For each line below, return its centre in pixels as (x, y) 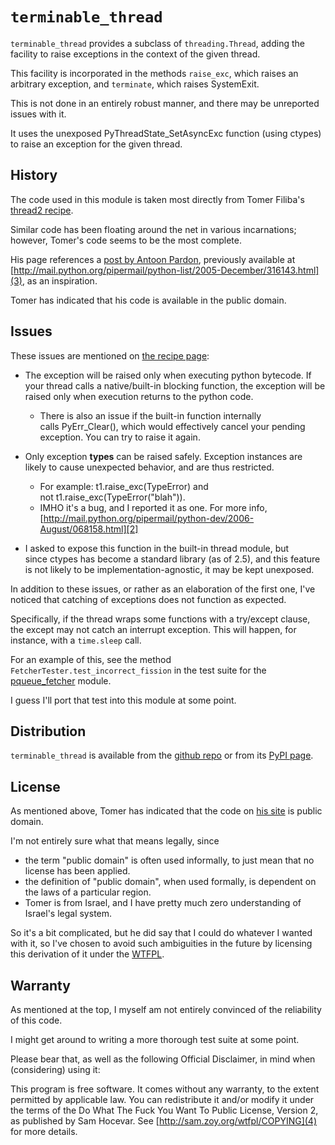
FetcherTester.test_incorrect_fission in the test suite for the (138, 670)
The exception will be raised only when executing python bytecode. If (168, 375)
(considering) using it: (55, 1069)
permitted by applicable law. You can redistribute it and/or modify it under (162, 1099)
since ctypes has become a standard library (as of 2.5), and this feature (172, 559)
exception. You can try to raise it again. (120, 437)
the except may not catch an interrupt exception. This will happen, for (153, 629)
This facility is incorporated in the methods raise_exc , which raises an (154, 73)
